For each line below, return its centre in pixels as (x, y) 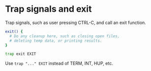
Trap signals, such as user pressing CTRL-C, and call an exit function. (75, 23)
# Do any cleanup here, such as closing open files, (65, 36)
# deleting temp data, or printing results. (56, 41)
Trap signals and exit (48, 9)
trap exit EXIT (21, 54)
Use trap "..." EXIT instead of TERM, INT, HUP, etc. (59, 63)
